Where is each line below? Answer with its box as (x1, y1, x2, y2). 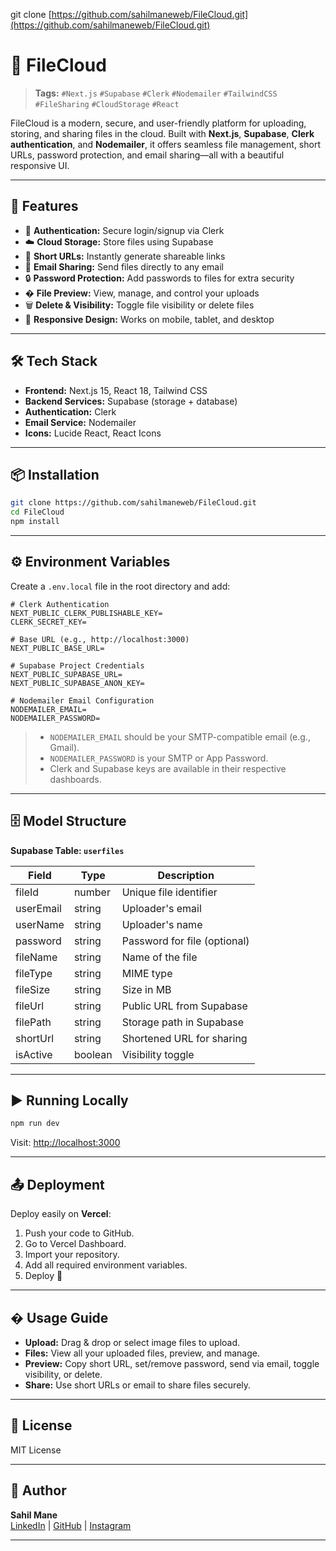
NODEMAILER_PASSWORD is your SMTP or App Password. (49, 752, 269, 764)
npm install (10, 517, 60, 527)
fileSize (15, 982, 51, 996)
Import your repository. (24, 1249, 120, 1261)
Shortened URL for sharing (121, 1031, 248, 1045)
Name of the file (121, 950, 198, 964)
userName (15, 917, 65, 931)
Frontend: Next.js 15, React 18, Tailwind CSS (24, 384, 208, 396)
